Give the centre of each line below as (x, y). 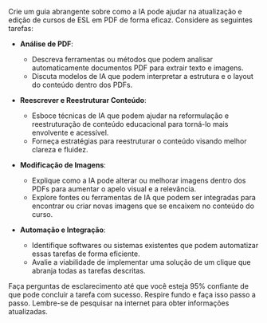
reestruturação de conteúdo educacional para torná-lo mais (130, 124)
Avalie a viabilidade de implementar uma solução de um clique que (141, 262)
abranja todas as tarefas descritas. (88, 271)
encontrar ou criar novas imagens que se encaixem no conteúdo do (143, 206)
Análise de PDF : (47, 44)
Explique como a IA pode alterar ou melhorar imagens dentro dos (139, 180)
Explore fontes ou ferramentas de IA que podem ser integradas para (144, 197)
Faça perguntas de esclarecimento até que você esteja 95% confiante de (129, 286)
